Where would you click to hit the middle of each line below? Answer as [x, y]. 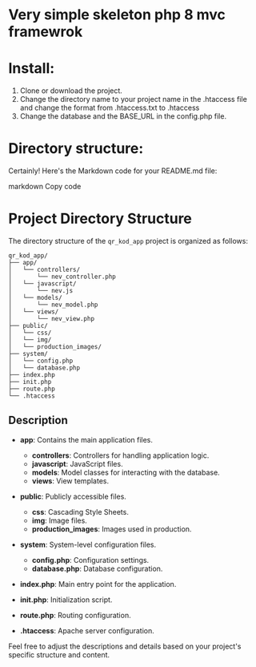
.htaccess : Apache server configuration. [87, 630]
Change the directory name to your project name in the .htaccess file [134, 99]
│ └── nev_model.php [53, 305]
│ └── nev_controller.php [62, 277]
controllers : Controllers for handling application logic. [120, 455]
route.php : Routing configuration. [75, 615]
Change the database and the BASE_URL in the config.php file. [123, 116]
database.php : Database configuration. [97, 568]
